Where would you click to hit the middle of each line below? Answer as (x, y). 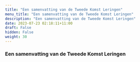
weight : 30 (16, 37)
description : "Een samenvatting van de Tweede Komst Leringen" (70, 19)
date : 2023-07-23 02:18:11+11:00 (39, 23)
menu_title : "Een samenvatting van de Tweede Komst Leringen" (69, 14)
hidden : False (19, 32)
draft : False (18, 28)
